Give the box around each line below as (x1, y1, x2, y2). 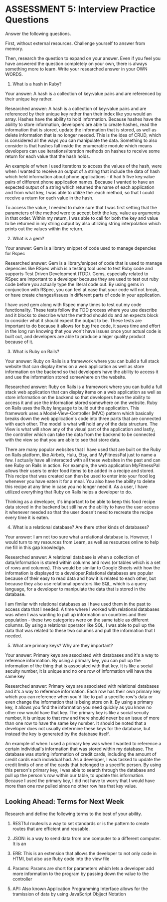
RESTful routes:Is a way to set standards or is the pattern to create (12, 820, 150, 826)
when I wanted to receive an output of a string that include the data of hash (5, 168, 160, 174)
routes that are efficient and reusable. (12, 826, 90, 832)
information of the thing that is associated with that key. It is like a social (5, 663, 153, 669)
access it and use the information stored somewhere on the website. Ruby (5, 400, 158, 406)
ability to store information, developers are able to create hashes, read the (5, 121, 158, 127)
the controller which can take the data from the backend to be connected (5, 431, 156, 438)
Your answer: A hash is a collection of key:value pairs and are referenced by (5, 90, 162, 96)
